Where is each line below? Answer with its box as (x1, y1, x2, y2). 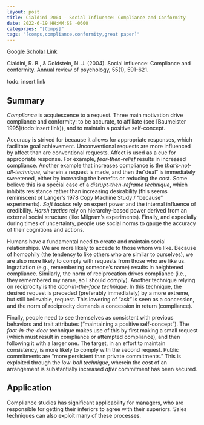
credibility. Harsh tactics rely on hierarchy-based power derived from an (7, 206, 187, 214)
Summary (7, 95, 45, 106)
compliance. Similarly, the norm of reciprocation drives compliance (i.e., (7, 270, 186, 277)
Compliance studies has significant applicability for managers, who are (7, 399, 184, 406)
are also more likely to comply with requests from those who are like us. (7, 257, 186, 264)
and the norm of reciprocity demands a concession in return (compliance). (7, 302, 193, 309)
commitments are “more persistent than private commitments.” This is (7, 352, 181, 360)
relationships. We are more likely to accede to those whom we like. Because (7, 244, 196, 251)
